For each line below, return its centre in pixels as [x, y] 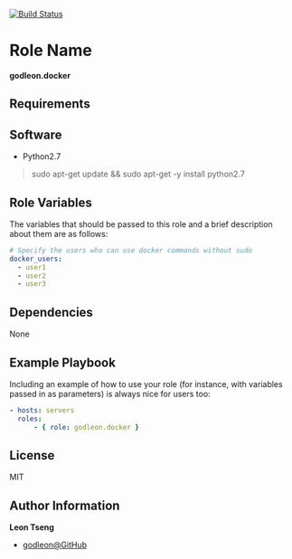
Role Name [51, 51]
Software [36, 134]
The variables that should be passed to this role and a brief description [141, 224]
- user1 [32, 267]
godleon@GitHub [55, 545]
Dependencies [51, 312]
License [32, 455]
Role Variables [51, 202]
